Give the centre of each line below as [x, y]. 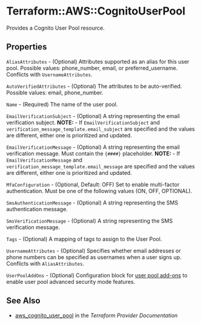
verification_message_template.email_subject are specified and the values [101, 129]
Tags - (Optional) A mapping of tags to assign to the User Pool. [84, 239]
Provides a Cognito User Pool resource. [55, 28]
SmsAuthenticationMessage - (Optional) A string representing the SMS [92, 202]
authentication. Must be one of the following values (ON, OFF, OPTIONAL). [99, 191]
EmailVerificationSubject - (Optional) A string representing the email [93, 116]
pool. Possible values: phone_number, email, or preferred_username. [92, 68]
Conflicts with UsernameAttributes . [49, 74]
